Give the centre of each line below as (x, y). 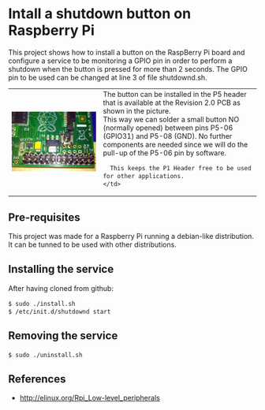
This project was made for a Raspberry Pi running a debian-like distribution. (131, 236)
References (37, 379)
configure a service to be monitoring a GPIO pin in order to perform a (120, 61)
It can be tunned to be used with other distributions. (93, 244)
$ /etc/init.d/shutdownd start (60, 311)
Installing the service (61, 269)
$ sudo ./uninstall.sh (45, 355)
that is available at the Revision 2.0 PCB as (172, 102)
